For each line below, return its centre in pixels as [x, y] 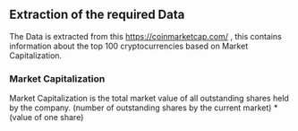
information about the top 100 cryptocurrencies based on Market [129, 46]
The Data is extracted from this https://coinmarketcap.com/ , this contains [145, 36]
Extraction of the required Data [97, 15]
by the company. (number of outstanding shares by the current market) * [144, 108]
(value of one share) [47, 118]
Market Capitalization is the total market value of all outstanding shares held [149, 99]
